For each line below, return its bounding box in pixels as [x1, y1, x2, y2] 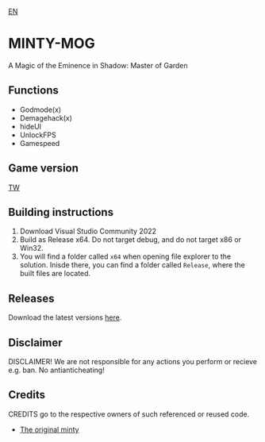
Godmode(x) [19, 105, 62, 114]
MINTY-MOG [8, 35, 95, 52]
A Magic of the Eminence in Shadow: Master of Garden [8, 60, 188, 70]
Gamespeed [19, 138, 60, 148]
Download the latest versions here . [8, 313, 122, 322]
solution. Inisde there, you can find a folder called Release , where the [19, 260, 246, 270]
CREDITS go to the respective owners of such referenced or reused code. [8, 409, 250, 419]
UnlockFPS [19, 130, 57, 140]
